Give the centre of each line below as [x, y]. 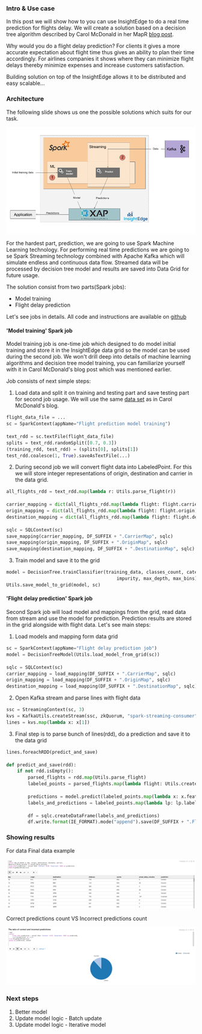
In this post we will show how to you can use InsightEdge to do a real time [98, 22]
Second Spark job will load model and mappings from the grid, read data [96, 612]
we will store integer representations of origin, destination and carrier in [104, 474]
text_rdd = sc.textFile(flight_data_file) [60, 436]
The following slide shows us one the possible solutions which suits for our [99, 112]
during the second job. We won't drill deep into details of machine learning [99, 357]
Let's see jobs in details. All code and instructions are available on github [96, 317]
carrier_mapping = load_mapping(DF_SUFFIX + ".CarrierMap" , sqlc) [91, 674]
